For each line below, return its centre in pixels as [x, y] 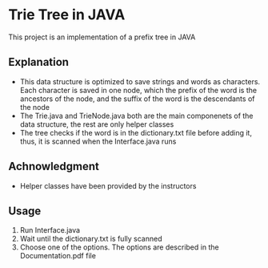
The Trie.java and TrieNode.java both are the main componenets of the [136, 116]
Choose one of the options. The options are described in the [119, 247]
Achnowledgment [54, 166]
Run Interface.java [50, 230]
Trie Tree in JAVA [67, 15]
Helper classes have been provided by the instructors [108, 185]
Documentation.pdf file [58, 256]
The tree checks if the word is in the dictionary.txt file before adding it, [136, 132]
